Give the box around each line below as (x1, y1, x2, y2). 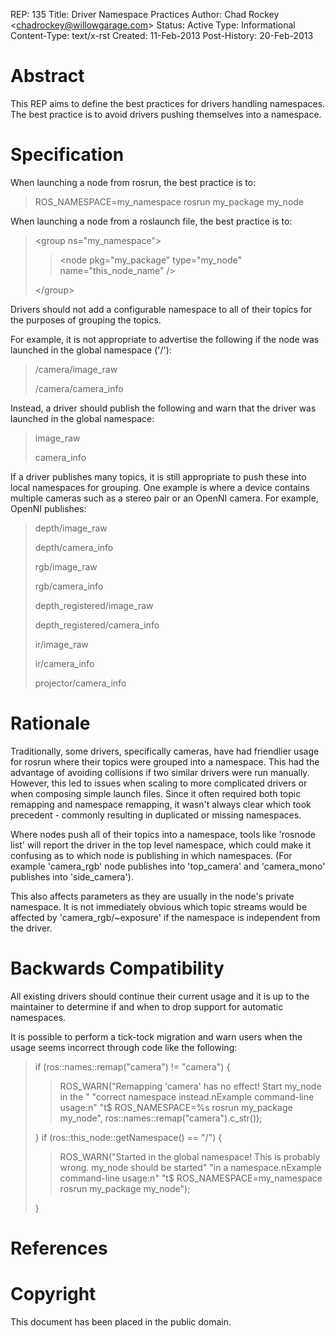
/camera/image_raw (34, 363, 118, 375)
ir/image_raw (34, 638, 89, 650)
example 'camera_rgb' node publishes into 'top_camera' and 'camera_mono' (10, 860, 326, 872)
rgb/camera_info (34, 580, 104, 592)
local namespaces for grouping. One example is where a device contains (10, 481, 310, 493)
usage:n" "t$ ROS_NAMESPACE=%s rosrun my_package (59, 1101, 293, 1113)
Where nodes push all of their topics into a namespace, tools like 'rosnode (10, 828, 316, 840)
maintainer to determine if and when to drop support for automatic (10, 1000, 284, 1013)
